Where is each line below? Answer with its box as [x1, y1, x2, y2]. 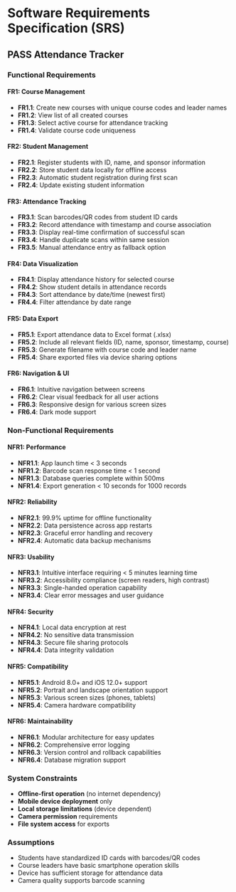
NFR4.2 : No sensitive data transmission [17, 631, 134, 639]
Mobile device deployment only [17, 797, 112, 806]
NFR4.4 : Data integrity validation [17, 646, 114, 654]
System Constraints [7, 773, 78, 783]
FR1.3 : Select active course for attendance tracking [17, 118, 168, 127]
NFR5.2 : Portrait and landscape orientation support [17, 686, 168, 694]
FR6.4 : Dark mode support [17, 407, 97, 416]
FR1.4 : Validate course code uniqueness [17, 126, 136, 135]
